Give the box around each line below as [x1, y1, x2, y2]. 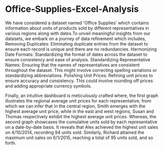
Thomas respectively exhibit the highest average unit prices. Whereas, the [5, 113, 157, 119]
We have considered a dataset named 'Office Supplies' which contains [5, 20, 149, 26]
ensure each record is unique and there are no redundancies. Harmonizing [5, 46, 157, 52]
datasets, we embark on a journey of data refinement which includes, [5, 36, 147, 42]
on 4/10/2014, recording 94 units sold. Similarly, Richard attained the [5, 129, 145, 135]
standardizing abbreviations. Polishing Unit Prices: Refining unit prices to [5, 72, 153, 78]
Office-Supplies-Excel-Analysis [5, 3, 139, 15]
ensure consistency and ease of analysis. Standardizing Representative [5, 56, 151, 62]
